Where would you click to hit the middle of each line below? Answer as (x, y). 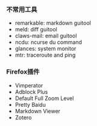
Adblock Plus (31, 92)
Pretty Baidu (30, 104)
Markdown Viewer (38, 111)
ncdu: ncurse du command (48, 42)
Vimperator (29, 85)
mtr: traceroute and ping (45, 55)
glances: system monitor (45, 49)
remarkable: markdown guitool (53, 23)
